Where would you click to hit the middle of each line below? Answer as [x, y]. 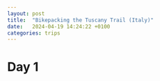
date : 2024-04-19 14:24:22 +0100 [59, 26]
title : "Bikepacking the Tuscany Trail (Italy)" [81, 20]
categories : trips [34, 33]
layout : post [26, 13]
